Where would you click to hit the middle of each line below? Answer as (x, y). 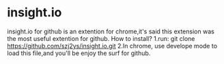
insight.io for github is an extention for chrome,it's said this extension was (111, 31)
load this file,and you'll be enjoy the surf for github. (79, 53)
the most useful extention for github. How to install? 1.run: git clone (101, 38)
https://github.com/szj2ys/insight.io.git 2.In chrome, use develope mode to (112, 46)
